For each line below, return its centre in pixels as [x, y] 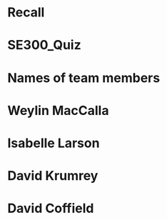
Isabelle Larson [54, 143]
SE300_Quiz [44, 45]
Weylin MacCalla [58, 110]
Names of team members [84, 77]
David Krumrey [53, 176]
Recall [26, 12]
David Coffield [51, 209]
